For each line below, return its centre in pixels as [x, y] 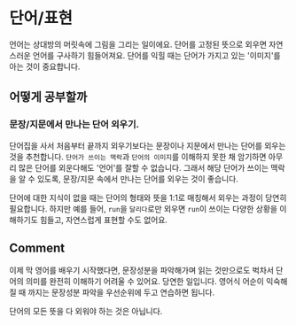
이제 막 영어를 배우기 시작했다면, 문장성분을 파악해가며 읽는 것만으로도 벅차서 [142, 270]
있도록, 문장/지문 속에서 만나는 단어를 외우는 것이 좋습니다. [138, 179]
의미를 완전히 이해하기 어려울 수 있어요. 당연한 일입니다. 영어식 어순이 [144, 282]
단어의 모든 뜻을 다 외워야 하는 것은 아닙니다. [86, 312]
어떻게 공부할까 [48, 97]
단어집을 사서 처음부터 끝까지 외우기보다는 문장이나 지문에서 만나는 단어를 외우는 [148, 145]
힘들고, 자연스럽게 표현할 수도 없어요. [104, 220]
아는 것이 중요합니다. [45, 66]
